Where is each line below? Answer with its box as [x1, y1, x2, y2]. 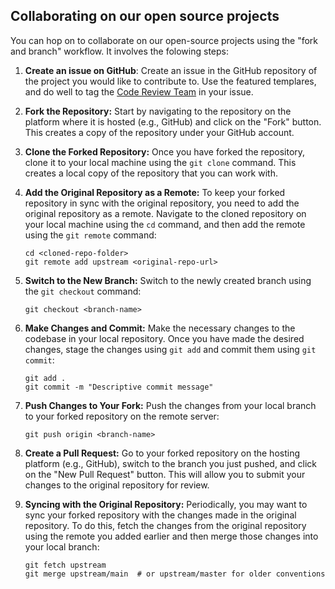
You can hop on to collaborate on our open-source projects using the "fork [10, 34, 319, 46]
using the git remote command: [24, 229, 157, 241]
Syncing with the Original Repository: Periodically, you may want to [24, 498, 308, 510]
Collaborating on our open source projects [10, 8, 280, 25]
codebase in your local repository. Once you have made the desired [24, 332, 305, 344]
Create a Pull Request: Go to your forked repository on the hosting [24, 447, 300, 459]
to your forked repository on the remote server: [24, 410, 220, 422]
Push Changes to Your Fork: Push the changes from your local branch [24, 399, 317, 411]
